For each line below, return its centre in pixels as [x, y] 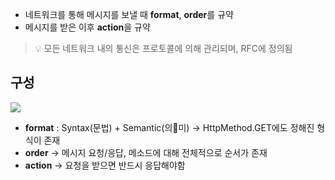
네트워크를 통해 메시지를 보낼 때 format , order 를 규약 [129, 14]
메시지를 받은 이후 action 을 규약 [87, 27]
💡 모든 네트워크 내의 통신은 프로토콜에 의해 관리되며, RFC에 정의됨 [163, 48]
